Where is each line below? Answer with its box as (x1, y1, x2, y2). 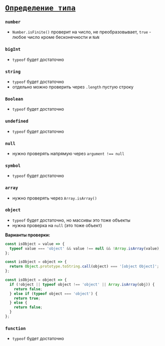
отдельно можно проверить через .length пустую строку (12, 84, 134, 90)
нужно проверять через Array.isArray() (12, 195, 97, 201)
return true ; (14, 296, 41, 301)
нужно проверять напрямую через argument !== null (12, 150, 125, 156)
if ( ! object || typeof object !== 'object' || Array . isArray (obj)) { (9, 282, 155, 287)
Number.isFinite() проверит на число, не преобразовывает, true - (12, 29, 151, 35)
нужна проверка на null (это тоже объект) (12, 222, 102, 228)
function (5, 325, 26, 331)
